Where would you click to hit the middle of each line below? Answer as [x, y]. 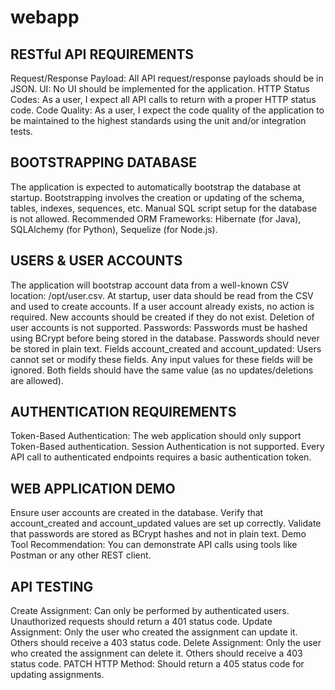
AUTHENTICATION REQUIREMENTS [123, 412]
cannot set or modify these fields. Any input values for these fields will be [161, 359]
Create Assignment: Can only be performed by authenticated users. [150, 611]
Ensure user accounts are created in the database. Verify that [137, 513]
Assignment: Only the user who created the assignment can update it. [154, 632]
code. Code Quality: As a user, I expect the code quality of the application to [167, 110]
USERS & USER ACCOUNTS [96, 261]
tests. [21, 131]
